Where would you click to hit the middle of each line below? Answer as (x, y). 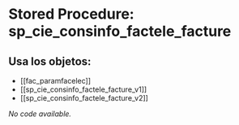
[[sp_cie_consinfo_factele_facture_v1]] (83, 89)
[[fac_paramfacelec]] (55, 81)
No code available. (40, 114)
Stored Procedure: (72, 14)
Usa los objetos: (50, 61)
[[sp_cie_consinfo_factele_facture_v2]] (84, 98)
